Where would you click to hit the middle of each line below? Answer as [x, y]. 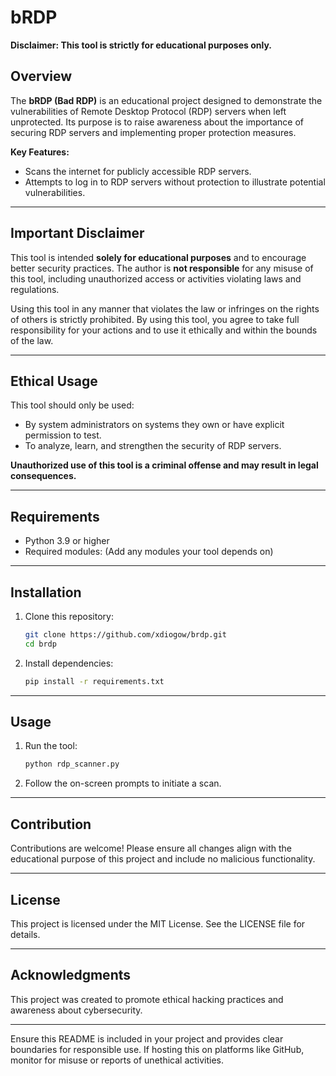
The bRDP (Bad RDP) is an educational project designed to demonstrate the [166, 100]
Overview [41, 76]
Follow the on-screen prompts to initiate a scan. [123, 783]
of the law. [32, 340]
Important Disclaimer [77, 233]
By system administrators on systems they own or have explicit [154, 425]
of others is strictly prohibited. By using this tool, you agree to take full [155, 319]
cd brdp [40, 644]
